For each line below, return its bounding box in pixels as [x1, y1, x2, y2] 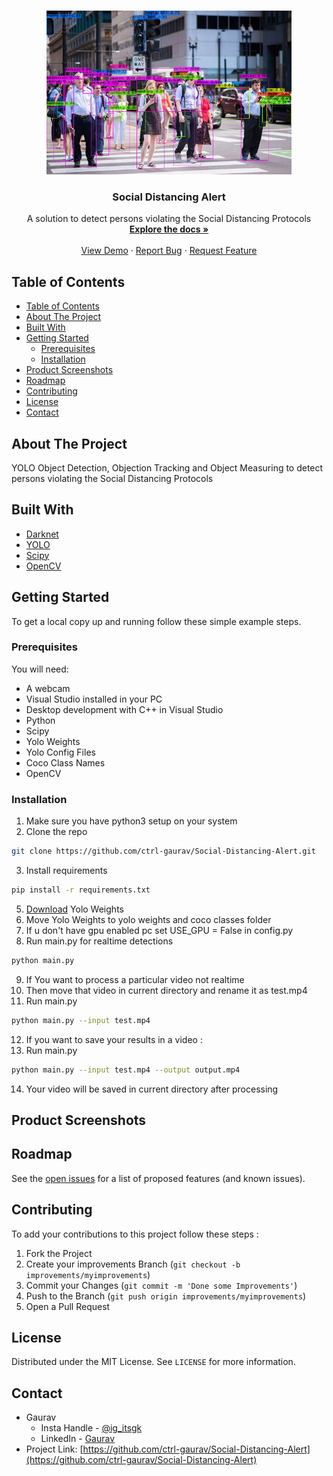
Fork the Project [25, 1247, 93, 1259]
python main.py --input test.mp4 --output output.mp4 [11, 1065, 241, 1075]
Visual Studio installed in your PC [25, 693, 163, 705]
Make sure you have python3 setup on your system [25, 815, 238, 827]
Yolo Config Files [25, 746, 96, 758]
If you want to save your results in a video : [25, 1033, 203, 1045]
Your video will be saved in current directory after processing [25, 1083, 279, 1095]
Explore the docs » [129, 223, 209, 235]
